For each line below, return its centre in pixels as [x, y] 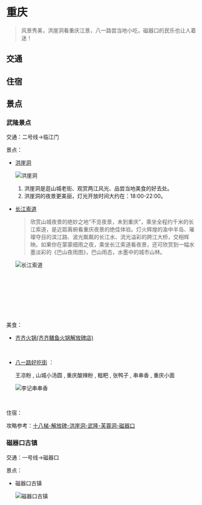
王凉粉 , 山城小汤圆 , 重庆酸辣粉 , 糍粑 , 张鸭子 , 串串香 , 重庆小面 [95, 375]
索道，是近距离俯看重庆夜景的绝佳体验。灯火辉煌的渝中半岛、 [112, 229]
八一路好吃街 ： [34, 363]
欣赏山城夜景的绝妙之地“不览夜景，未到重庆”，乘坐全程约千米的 [109, 222]
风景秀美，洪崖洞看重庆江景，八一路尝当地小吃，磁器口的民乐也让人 [106, 30]
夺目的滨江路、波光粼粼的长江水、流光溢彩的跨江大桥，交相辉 [112, 237]
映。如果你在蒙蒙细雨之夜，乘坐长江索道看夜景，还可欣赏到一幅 [109, 245]
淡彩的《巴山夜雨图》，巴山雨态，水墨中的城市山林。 [100, 252]
